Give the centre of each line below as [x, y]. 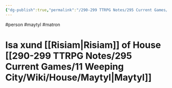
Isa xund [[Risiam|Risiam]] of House [83, 45]
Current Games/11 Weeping [64, 66]
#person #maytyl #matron [33, 24]
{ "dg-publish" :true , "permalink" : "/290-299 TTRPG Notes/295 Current [79, 10]
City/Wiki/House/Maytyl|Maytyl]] [79, 77]
